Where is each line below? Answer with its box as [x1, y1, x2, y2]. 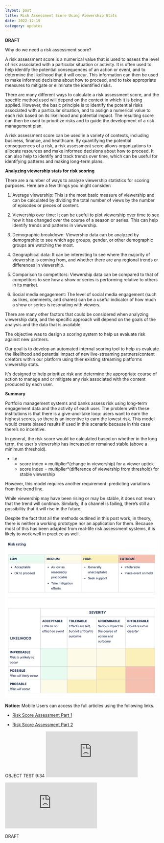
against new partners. [5, 337, 49, 342]
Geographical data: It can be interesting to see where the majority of [12, 252, 150, 258]
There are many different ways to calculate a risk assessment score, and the [5, 92, 159, 98]
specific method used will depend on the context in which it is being [5, 97, 142, 103]
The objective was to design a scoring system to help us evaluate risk [5, 331, 146, 337]
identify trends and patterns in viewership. [12, 223, 98, 228]
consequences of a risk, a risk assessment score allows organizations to [5, 143, 151, 149]
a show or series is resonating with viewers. [12, 302, 101, 308]
